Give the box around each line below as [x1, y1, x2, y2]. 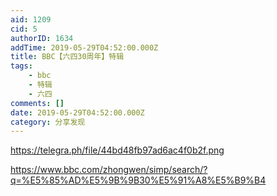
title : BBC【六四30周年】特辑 [10, 52, 125, 62]
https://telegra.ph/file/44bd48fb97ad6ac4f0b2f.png [10, 144, 225, 156]
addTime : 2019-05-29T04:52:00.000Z [10, 42, 159, 53]
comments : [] [10, 98, 65, 108]
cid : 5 [10, 24, 38, 34]
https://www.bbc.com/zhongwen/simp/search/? [10, 164, 208, 176]
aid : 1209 [10, 14, 52, 25]
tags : [10, 61, 33, 71]
